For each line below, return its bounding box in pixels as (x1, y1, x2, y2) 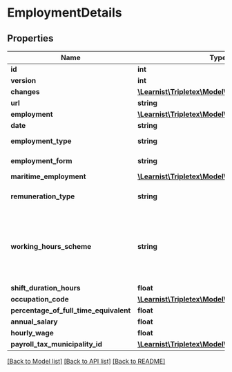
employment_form (10, 156, 72, 165)
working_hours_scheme (10, 242, 92, 251)
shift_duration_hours (10, 283, 81, 292)
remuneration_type (10, 192, 75, 201)
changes (10, 87, 40, 96)
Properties (7, 32, 54, 44)
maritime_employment (10, 171, 86, 181)
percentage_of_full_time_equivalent (10, 306, 131, 315)
